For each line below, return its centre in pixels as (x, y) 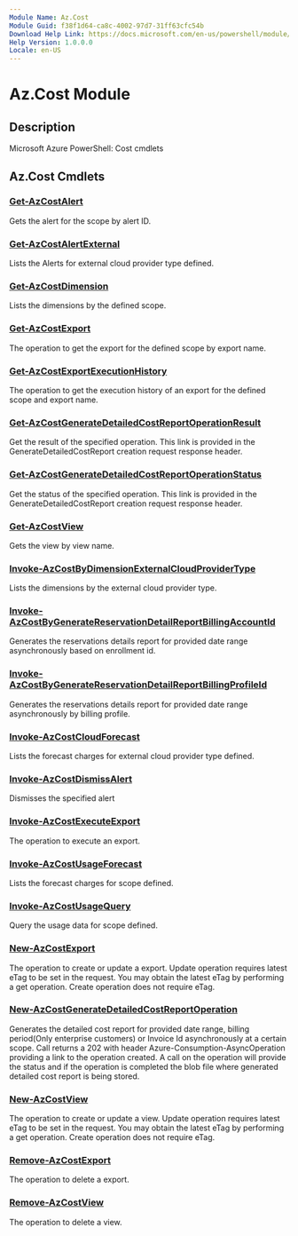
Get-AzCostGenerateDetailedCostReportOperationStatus (136, 474)
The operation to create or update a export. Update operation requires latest (149, 968)
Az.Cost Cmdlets (57, 176)
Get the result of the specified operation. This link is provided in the (132, 442)
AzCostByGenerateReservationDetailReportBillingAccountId (143, 622)
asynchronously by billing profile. (70, 713)
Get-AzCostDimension (59, 287)
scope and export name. (54, 400)
